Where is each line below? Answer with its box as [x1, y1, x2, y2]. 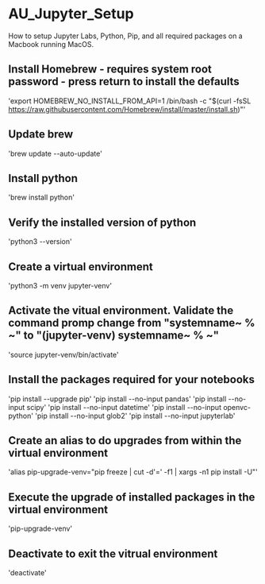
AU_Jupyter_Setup [8, 5, 134, 23]
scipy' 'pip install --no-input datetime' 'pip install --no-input [26, 402, 222, 412]
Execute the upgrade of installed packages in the [8, 490, 255, 504]
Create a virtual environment [8, 260, 153, 273]
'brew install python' [8, 192, 75, 203]
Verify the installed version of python [8, 215, 197, 229]
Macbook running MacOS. [8, 39, 94, 48]
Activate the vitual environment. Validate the [8, 304, 234, 318]
